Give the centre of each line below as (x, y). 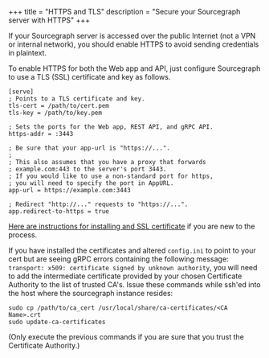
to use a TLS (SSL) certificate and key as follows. (90, 77)
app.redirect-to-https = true (59, 212)
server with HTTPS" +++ (49, 20)
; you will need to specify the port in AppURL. (91, 183)
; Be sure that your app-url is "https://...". (90, 148)
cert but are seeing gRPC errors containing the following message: (118, 259)
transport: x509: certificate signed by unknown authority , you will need (133, 267)
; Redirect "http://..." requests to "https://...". (98, 204)
